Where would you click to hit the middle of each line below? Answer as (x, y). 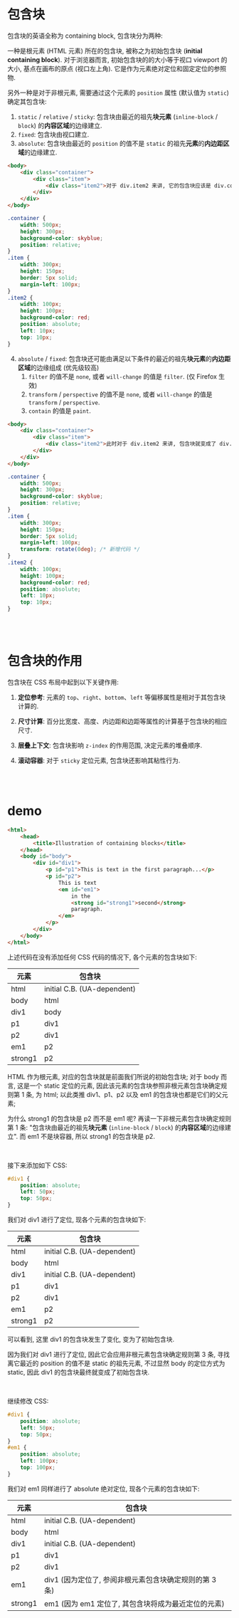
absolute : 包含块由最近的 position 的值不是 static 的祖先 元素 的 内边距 (121, 143)
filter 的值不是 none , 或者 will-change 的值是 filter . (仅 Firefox (122, 376)
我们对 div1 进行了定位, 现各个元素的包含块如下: (77, 1220)
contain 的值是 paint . (59, 411)
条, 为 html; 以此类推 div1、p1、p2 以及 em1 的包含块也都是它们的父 (124, 1094)
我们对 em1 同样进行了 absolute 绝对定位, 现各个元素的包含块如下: (103, 1488)
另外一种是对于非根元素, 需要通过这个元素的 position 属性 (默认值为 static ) (118, 93)
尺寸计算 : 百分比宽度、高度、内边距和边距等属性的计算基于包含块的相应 (122, 721)
